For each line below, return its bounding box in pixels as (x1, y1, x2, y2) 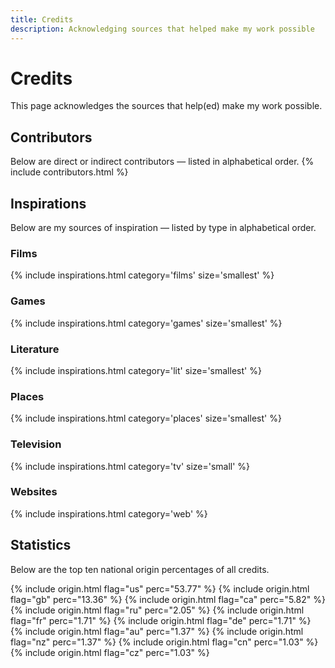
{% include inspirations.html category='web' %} (10, 507, 208, 520)
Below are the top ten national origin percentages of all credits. (10, 563, 270, 575)
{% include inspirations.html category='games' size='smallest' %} (10, 317, 283, 329)
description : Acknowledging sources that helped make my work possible (10, 24, 315, 34)
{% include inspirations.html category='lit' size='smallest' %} (10, 364, 262, 376)
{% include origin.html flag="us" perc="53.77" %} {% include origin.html (10, 582, 310, 595)
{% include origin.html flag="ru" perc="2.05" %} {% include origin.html (10, 604, 305, 616)
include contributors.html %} (10, 166, 129, 178)
